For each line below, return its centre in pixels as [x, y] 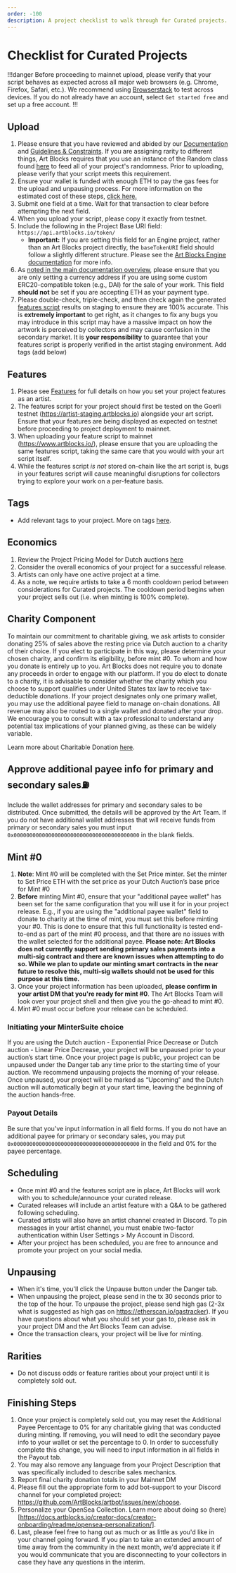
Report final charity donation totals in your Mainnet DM [97, 1479]
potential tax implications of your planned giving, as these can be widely [112, 726]
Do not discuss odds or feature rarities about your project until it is [113, 1373]
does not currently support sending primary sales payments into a [116, 949]
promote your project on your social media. [80, 1250]
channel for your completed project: [69, 1494]
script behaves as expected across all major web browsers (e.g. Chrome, [113, 82]
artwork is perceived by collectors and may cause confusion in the [114, 330]
